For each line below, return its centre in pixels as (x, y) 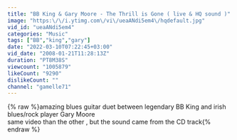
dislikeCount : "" (33, 80)
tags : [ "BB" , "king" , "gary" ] (49, 41)
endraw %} (24, 129)
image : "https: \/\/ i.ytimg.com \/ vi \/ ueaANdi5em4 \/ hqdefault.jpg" (106, 21)
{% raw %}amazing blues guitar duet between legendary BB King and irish (117, 107)
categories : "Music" (38, 34)
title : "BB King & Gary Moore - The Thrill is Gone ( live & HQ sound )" (119, 14)
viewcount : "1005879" (39, 67)
